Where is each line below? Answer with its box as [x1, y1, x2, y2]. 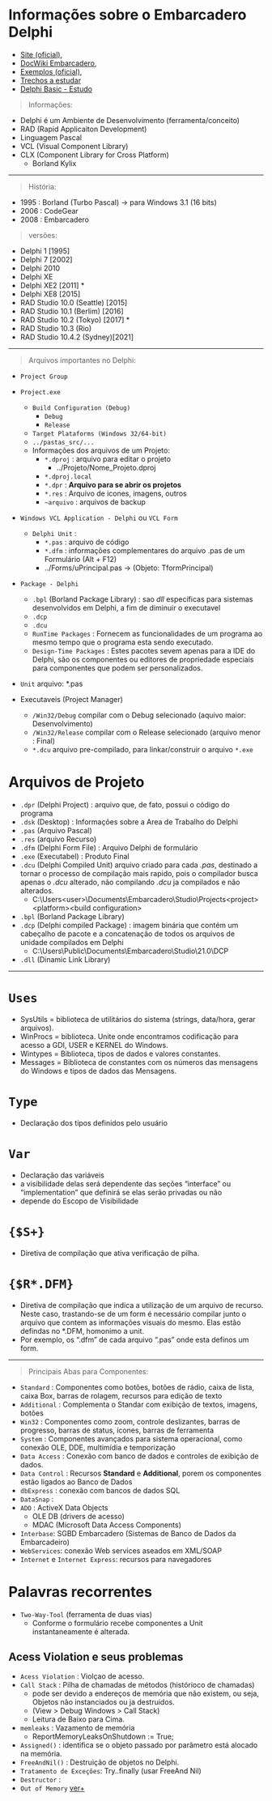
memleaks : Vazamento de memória [19, 1723, 135, 1733]
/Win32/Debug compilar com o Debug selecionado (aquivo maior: [32, 710, 247, 720]
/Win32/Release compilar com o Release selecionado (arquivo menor [32, 727, 261, 737]
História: [28, 181, 57, 191]
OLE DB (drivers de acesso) [32, 1511, 125, 1521]
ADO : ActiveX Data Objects [19, 1502, 108, 1512]
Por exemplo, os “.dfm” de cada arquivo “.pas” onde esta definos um [19, 1335, 249, 1344]
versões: [28, 230, 58, 240]
